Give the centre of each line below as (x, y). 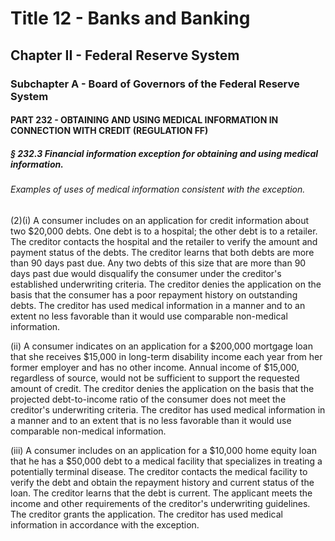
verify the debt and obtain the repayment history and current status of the (162, 482)
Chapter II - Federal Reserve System (125, 55)
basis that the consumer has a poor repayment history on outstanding (154, 294)
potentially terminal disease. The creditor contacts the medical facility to (159, 471)
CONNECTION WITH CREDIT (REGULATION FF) (109, 131)
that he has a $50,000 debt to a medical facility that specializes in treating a (166, 461)
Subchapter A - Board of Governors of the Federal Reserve (155, 84)
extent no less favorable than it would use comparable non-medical (149, 316)
